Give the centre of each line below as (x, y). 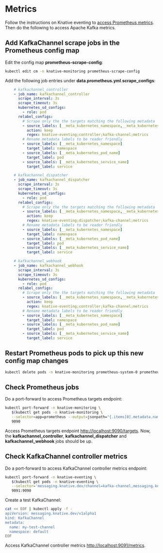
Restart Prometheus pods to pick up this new (74, 353)
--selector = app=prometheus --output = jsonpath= (59, 417)
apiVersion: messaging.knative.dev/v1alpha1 (51, 514)
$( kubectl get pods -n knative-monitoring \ (57, 413)
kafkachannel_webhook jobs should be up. (49, 441)
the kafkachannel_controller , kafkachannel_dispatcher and (66, 436)
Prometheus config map (42, 50)
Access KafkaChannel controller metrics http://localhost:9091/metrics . (75, 545)
